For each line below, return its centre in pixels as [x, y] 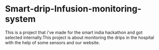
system [20, 19]
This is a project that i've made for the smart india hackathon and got [74, 32]
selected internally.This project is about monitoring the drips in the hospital [79, 37]
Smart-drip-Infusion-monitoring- [73, 9]
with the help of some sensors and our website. [53, 42]
